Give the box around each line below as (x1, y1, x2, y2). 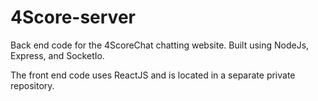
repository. (10, 79, 55, 91)
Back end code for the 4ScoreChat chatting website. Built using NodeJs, (10, 39, 310, 51)
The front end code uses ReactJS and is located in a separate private (10, 69, 296, 81)
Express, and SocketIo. (10, 49, 105, 61)
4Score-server (10, 6, 136, 29)
